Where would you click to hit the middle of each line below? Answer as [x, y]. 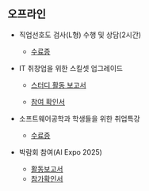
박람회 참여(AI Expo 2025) [60, 152]
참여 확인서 [48, 102]
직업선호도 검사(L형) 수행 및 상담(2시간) [80, 35]
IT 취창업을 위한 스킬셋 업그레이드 [71, 68]
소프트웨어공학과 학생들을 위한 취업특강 [79, 118]
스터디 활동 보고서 [58, 84]
